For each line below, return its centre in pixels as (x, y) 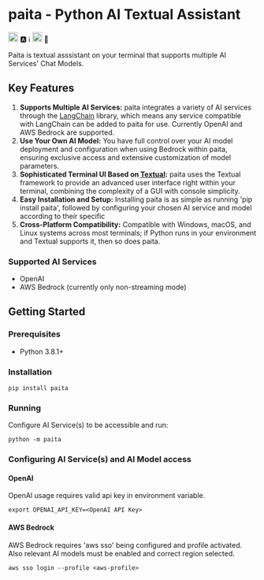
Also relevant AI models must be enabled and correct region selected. (121, 553)
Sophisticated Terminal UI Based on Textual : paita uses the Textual (130, 174)
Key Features (41, 88)
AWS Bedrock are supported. (67, 132)
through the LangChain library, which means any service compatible (130, 115)
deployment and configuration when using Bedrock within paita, (123, 149)
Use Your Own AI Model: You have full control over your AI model (126, 140)
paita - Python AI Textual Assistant (125, 15)
